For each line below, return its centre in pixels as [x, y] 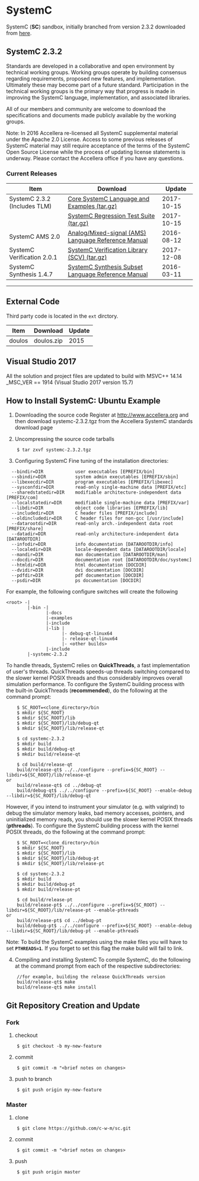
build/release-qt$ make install [57, 987]
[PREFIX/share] [25, 529]
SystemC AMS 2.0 [35, 236]
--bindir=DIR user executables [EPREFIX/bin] [83, 472]
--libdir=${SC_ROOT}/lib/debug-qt [49, 796]
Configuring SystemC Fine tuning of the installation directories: [92, 461]
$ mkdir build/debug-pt [46, 884]
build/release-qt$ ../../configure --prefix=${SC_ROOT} [87, 770]
